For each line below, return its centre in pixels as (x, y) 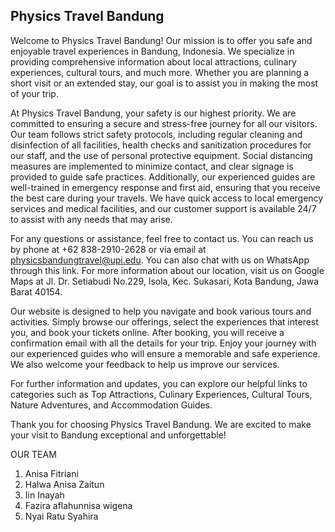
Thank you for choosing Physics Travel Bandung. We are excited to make (161, 424)
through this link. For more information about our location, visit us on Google (167, 270)
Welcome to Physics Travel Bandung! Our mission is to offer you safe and (161, 40)
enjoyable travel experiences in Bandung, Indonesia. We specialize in (152, 51)
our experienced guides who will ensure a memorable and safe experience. (165, 353)
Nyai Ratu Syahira (61, 516)
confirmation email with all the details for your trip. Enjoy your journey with (163, 343)
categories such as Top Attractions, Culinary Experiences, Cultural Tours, (161, 394)
